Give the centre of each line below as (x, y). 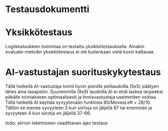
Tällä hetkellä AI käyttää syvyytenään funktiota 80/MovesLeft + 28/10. (78, 103)
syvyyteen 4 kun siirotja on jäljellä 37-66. (48, 113)
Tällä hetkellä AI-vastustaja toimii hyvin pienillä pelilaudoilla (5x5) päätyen (82, 86)
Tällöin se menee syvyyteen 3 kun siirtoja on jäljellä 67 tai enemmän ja (79, 108)
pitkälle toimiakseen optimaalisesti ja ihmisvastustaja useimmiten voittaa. (81, 97)
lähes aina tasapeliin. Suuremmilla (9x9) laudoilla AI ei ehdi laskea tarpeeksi (84, 92)
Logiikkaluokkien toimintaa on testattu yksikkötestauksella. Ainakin (75, 47)
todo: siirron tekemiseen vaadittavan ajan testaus (57, 123)
